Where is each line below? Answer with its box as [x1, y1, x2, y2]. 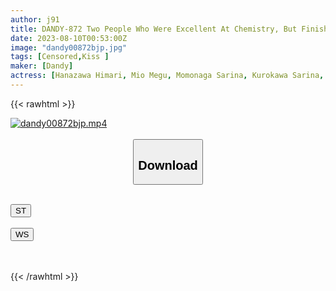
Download [138, 157, 198, 173]
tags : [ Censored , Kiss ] [10, 52, 110, 62]
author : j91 [10, 14, 60, 25]
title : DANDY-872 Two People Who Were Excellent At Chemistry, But [10, 24, 298, 34]
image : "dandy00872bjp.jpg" [10, 42, 128, 53]
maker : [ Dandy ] [10, 61, 74, 71]
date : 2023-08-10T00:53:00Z [10, 33, 128, 43]
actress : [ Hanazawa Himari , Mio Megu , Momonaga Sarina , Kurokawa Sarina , [10, 71, 325, 81]
